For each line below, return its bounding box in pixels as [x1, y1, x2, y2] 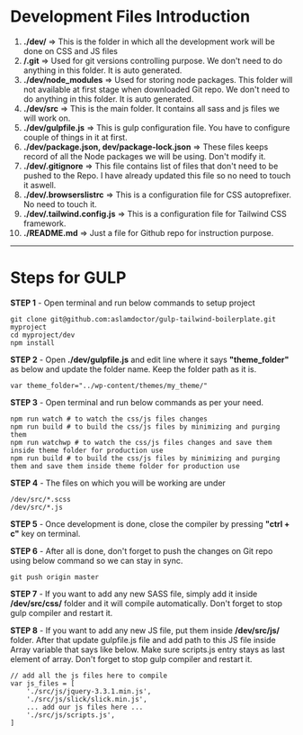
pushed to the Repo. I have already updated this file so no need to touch [22, 169, 291, 181]
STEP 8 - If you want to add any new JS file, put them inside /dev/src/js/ [10, 624, 280, 636]
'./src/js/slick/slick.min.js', [26, 694, 147, 703]
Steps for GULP [10, 268, 127, 288]
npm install [10, 338, 55, 348]
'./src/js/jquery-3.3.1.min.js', [26, 686, 152, 695]
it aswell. [22, 179, 57, 190]
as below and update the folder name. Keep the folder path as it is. [10, 363, 257, 375]
